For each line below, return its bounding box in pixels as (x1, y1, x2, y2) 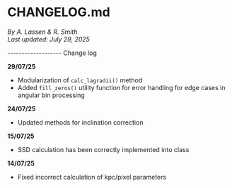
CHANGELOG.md (7, 4, 111, 20)
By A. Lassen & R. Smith (7, 27, 78, 36)
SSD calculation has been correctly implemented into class (17, 145, 190, 153)
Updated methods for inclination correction (17, 118, 144, 127)
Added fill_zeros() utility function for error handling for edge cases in (17, 83, 226, 92)
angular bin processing (17, 91, 85, 99)
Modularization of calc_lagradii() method (17, 75, 143, 84)
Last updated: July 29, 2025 (7, 35, 91, 43)
